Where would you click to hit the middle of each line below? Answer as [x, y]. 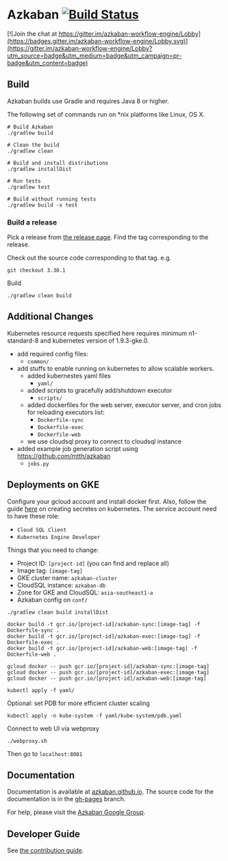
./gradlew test [29, 187]
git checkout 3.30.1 [37, 271]
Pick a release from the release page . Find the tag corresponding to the [108, 238]
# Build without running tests [52, 199]
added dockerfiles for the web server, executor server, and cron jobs [124, 404]
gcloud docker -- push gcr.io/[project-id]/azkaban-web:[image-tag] [107, 678]
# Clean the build [33, 145]
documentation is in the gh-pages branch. [66, 799]
